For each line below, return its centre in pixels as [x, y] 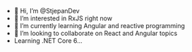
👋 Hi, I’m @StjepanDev [47, 11]
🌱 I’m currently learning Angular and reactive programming [100, 26]
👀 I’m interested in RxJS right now [63, 18]
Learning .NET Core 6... [48, 41]
